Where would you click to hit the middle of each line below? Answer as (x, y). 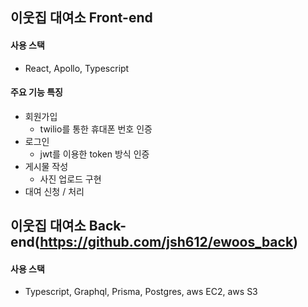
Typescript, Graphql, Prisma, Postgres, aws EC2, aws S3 (141, 292)
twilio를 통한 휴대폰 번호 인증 (96, 129)
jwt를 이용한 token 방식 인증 (94, 154)
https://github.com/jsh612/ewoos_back (166, 242)
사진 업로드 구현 (70, 179)
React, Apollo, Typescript (77, 68)
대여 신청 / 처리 (54, 191)
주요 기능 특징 (36, 92)
